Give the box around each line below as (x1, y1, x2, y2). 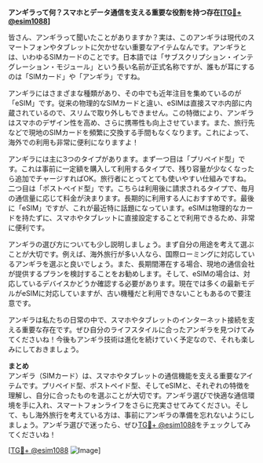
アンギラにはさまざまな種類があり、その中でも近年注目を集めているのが (8, 89, 242, 97)
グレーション (8, 62, 49, 71)
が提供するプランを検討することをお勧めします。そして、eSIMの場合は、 (8, 269, 244, 278)
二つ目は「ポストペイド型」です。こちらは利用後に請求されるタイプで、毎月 (8, 184, 255, 193)
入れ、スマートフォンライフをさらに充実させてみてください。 (35, 400, 236, 410)
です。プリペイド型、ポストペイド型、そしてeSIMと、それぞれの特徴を (21, 381, 250, 390)
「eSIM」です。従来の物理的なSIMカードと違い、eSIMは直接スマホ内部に (8, 98, 246, 108)
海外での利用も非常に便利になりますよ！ (8, 137, 139, 147)
